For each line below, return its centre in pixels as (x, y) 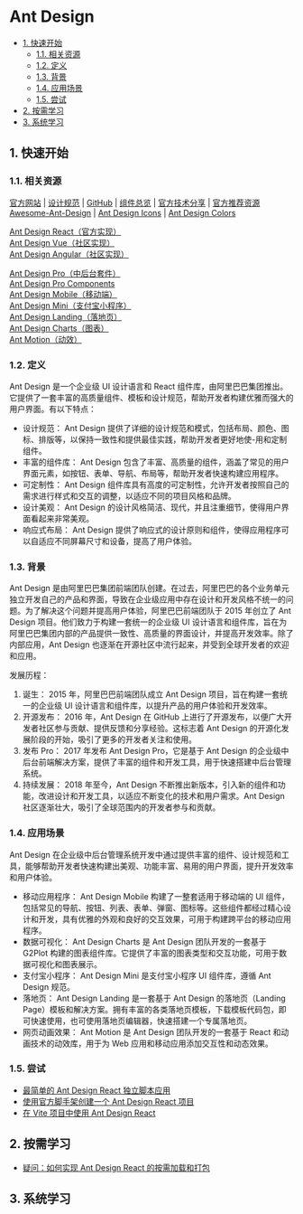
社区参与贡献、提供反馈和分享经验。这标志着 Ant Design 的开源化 (160, 729)
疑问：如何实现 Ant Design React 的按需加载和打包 (116, 1167)
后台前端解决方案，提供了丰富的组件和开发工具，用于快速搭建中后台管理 (156, 762)
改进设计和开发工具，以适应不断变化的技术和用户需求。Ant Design (162, 796)
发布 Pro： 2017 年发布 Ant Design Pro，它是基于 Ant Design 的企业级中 (156, 751)
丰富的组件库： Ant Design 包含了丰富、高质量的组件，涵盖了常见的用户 (156, 462)
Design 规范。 (48, 986)
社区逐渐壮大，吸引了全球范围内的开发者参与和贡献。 (121, 807)
